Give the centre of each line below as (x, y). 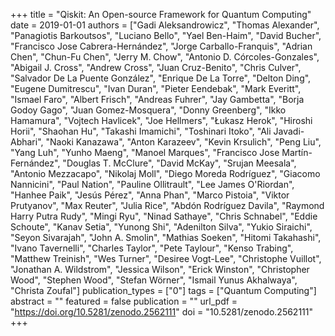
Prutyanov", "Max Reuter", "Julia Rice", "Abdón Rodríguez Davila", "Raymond (167, 205)
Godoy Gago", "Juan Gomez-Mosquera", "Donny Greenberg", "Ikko (148, 110)
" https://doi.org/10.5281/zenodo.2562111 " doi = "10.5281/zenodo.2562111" (162, 312)
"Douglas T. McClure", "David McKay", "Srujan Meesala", (179, 163)
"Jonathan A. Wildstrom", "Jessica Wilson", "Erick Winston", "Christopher (160, 269)
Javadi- (289, 131)
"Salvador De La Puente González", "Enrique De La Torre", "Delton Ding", (161, 78)
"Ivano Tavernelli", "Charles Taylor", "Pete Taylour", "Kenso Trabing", (152, 248)
